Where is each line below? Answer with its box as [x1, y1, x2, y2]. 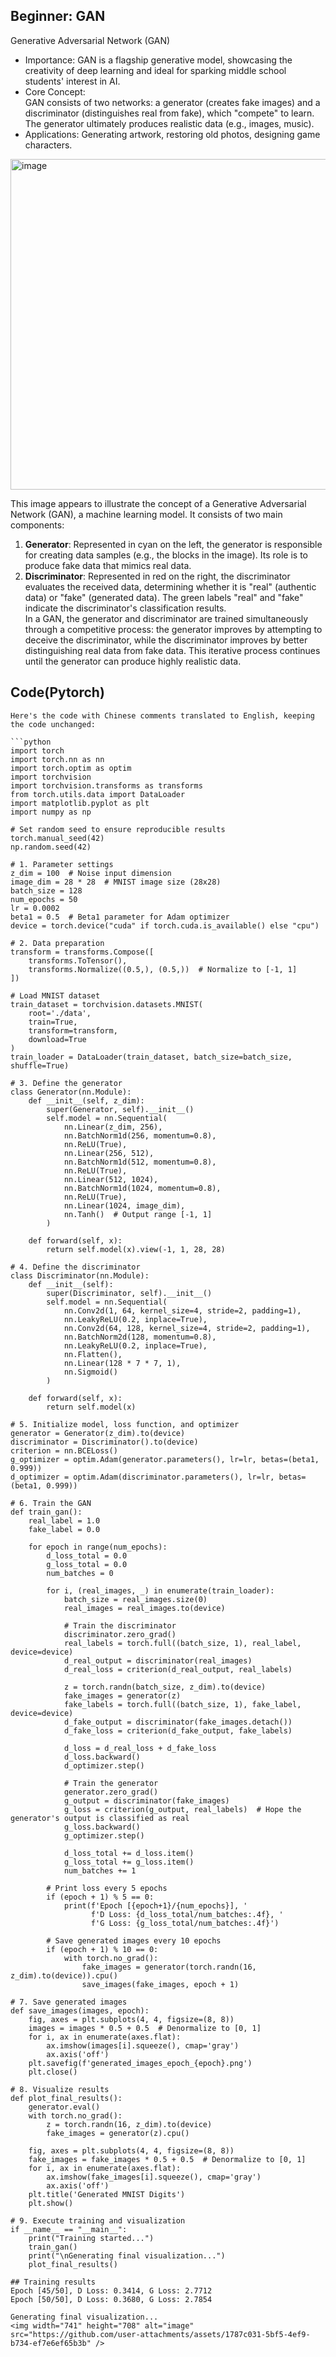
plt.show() [28, 2198, 74, 2208]
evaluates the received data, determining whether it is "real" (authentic [24, 580, 317, 593]
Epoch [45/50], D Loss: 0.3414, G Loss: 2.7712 [10, 2285, 213, 2296]
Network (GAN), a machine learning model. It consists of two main [10, 508, 283, 520]
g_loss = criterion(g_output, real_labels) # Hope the [63, 1804, 302, 1814]
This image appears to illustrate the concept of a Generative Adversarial [10, 497, 307, 509]
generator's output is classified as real [10, 1813, 190, 1823]
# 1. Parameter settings [10, 859, 114, 869]
